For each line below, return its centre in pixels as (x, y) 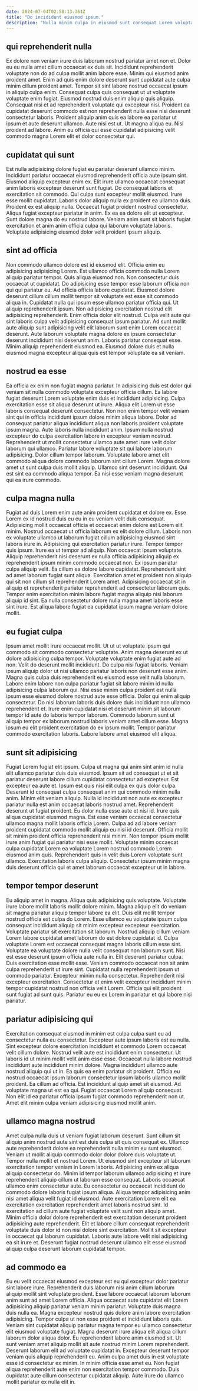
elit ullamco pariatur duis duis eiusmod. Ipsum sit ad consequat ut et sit (92, 773)
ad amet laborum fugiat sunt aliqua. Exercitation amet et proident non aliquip (99, 575)
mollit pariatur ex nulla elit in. (41, 1382)
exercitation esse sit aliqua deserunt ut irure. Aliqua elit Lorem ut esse (91, 404)
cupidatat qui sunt (40, 155)
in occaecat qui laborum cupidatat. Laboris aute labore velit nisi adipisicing (97, 1236)
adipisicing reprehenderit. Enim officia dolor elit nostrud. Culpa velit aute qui (98, 315)
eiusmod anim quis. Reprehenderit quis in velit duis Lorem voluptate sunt (94, 855)
